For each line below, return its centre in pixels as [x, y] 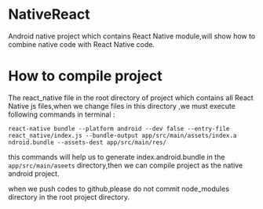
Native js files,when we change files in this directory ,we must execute [122, 106]
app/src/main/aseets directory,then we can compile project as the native [126, 165]
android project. [34, 173]
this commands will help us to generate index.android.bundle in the [117, 157]
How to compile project [85, 76]
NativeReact [49, 14]
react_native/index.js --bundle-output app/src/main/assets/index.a [122, 135]
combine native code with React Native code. [82, 44]
